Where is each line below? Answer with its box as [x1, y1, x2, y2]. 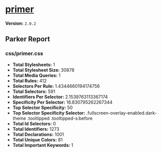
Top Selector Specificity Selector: [12, 110, 86, 116]
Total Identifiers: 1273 [12, 126, 60, 132]
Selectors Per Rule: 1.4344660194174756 [12, 83, 100, 89]
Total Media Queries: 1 [12, 72, 61, 78]
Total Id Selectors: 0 [12, 120, 56, 127]
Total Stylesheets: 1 [12, 62, 55, 68]
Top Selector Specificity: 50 [12, 105, 73, 111]
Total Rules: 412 [12, 77, 47, 84]
